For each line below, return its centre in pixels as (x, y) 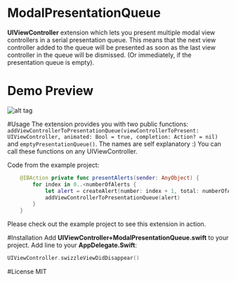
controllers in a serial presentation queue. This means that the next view (112, 39)
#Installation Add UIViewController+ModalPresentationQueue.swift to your (118, 238)
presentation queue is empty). (51, 62)
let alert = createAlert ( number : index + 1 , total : (122, 191)
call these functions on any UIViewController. (73, 151)
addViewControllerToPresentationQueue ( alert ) (112, 198)
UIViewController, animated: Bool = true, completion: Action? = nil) (113, 137)
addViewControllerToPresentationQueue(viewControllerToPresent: (103, 131)
